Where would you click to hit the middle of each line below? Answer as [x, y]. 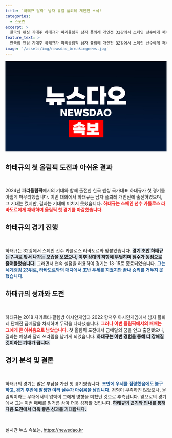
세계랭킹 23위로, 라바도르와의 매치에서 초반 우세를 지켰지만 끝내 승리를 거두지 [82, 270]
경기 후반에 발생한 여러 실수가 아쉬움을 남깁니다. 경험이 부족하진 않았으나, [89, 390]
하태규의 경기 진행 [32, 227]
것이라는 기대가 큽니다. [28, 342]
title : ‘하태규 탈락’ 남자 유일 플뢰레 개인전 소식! [53, 11]
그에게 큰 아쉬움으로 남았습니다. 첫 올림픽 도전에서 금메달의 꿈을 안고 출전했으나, [85, 330]
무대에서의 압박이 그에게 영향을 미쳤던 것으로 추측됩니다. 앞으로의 [92, 396]
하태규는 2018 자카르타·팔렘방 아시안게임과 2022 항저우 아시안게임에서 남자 [81, 317]
